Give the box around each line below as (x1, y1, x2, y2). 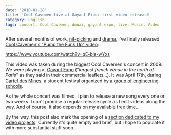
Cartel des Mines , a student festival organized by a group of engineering (5, 78, 159, 84)
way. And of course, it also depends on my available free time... (5, 104, 140, 110)
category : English (5, 17, 45, 22)
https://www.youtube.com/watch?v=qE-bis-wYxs (5, 51, 110, 57)
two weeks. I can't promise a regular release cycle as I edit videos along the (5, 99, 166, 105)
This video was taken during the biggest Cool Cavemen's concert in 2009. (5, 61, 163, 67)
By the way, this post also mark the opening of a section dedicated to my (5, 114, 160, 120)
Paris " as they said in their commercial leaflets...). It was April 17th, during (5, 72, 161, 79)
